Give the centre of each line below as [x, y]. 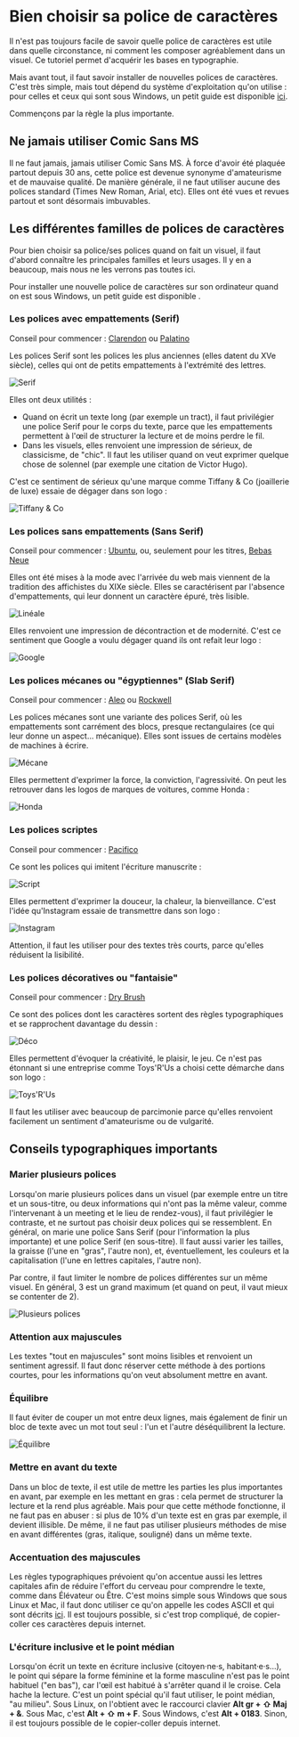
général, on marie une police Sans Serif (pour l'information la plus [130, 1232]
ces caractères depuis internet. [89, 1624]
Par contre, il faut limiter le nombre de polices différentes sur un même [139, 1277]
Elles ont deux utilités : [50, 399]
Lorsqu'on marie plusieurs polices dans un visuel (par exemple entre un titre [149, 1194]
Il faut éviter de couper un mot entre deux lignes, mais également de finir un [148, 1417]
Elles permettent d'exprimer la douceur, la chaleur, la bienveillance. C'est [143, 901]
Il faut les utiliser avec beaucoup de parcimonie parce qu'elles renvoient [141, 1112]
